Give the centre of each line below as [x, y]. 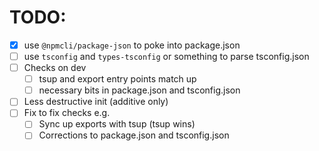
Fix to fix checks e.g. [67, 113]
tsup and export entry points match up [117, 79]
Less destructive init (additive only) [96, 102]
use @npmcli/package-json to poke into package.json [132, 45]
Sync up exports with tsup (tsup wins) [117, 124]
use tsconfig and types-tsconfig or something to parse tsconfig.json [166, 56]
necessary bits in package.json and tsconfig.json [139, 90]
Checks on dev [55, 68]
